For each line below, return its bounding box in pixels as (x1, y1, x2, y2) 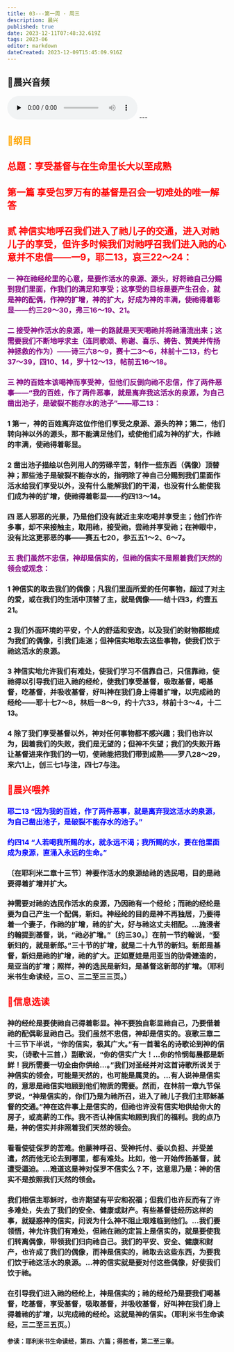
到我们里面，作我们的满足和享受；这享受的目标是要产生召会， (7, 285, 214, 294)
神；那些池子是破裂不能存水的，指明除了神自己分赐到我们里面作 (7, 471, 221, 480)
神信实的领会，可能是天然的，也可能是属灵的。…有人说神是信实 (7, 1070, 221, 1080)
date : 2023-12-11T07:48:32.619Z (7, 29, 101, 37)
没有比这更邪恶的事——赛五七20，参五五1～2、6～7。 (7, 533, 190, 542)
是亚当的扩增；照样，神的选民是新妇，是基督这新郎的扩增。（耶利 (7, 961, 224, 971)
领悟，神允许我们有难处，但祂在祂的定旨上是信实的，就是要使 (7, 1226, 214, 1236)
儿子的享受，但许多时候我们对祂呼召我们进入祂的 (7, 238, 217, 251)
